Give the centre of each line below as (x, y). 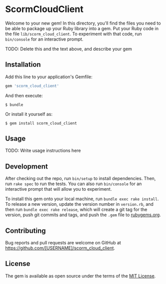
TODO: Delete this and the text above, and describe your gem (69, 49)
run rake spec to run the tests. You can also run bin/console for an (73, 184)
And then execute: (24, 95)
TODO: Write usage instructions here (43, 151)
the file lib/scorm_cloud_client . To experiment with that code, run (73, 34)
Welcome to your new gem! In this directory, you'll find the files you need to (83, 23)
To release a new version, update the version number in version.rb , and (79, 204)
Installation (23, 64)
